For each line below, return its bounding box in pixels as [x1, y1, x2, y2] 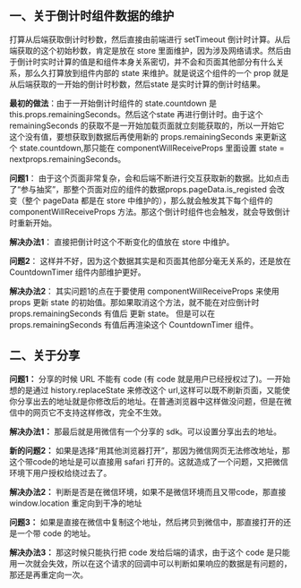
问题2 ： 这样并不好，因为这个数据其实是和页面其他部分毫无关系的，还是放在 [9, 255, 291, 266]
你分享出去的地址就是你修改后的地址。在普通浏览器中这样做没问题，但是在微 [9, 396, 292, 406]
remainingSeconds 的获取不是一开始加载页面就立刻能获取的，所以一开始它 [9, 120, 285, 131]
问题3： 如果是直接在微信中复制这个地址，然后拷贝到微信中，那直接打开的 [9, 516, 284, 527]
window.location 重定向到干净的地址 [9, 498, 142, 508]
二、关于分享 [9, 348, 81, 363]
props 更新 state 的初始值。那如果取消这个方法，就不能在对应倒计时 [9, 296, 260, 307]
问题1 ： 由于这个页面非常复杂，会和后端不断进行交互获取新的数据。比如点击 [9, 173, 289, 183]
